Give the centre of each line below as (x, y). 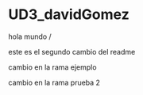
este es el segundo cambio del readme (72, 51)
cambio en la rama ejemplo (52, 67)
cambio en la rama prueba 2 (54, 82)
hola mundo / (30, 36)
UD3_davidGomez (69, 15)
